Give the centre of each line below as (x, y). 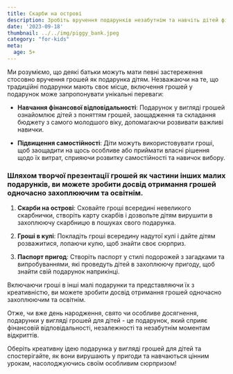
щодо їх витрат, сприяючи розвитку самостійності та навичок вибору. (121, 157)
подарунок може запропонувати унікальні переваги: (86, 93)
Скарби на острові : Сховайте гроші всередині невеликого (104, 208)
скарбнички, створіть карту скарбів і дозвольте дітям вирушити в (115, 215)
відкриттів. (23, 335)
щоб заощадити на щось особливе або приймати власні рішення (113, 150)
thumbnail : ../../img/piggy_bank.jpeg (63, 33)
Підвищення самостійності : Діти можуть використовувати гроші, (115, 143)
